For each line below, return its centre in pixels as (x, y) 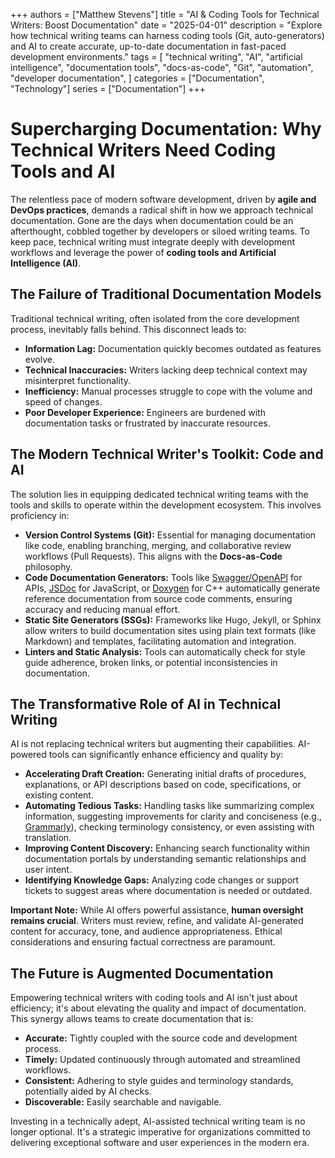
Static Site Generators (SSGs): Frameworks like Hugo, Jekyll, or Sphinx (173, 620)
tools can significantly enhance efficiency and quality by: (166, 755)
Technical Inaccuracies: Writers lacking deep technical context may (166, 370)
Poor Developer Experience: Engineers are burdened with (145, 412)
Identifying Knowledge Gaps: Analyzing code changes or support (162, 880)
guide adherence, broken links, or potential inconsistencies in (151, 662)
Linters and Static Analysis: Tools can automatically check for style (165, 651)
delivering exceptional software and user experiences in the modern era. (160, 1143)
